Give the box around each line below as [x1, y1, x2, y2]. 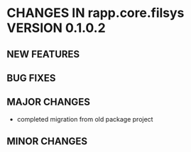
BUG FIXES [6, 72, 56, 84]
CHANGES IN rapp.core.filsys [6, 5, 185, 21]
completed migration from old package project [16, 115, 153, 123]
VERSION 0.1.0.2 [6, 20, 106, 36]
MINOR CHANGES [6, 136, 88, 148]
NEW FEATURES [6, 48, 80, 60]
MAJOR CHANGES [6, 96, 90, 108]
